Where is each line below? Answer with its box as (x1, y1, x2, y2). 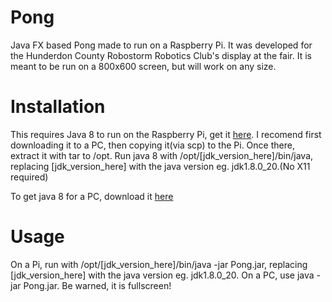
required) (10, 171, 49, 183)
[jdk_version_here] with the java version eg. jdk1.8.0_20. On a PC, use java (10, 269, 315, 281)
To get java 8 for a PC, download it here (10, 190, 174, 202)
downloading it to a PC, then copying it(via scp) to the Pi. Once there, (10, 139, 295, 151)
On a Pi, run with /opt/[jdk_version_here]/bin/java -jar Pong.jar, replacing (10, 258, 308, 270)
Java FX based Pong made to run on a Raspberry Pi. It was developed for (10, 39, 313, 51)
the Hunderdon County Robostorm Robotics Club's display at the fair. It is (10, 49, 312, 61)
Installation (10, 96, 106, 118)
